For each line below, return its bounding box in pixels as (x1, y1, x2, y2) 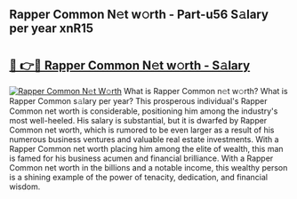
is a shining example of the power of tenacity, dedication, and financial (9, 172, 269, 182)
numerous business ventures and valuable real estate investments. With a (9, 134, 279, 145)
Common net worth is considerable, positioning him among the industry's (9, 106, 278, 116)
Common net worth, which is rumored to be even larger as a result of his (9, 124, 275, 135)
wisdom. (9, 181, 41, 192)
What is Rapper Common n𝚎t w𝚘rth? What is (123, 86, 288, 96)
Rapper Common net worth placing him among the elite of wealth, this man (9, 144, 284, 154)
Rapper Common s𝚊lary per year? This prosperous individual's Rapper (9, 96, 269, 106)
